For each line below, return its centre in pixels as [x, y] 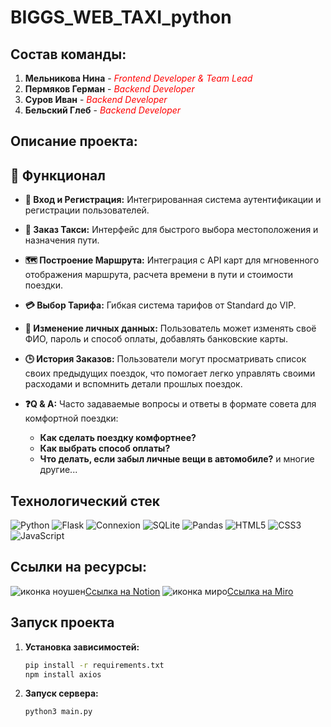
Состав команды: [68, 54]
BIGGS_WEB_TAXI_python [121, 17]
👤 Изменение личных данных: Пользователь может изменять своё [170, 328]
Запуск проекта [62, 622]
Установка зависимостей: [82, 647]
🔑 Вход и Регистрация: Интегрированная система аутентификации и [173, 200]
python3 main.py [58, 712]
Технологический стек [85, 501]
